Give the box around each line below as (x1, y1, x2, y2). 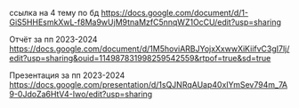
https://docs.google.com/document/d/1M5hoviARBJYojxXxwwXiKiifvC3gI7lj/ (9, 43, 290, 54)
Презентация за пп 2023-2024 (9, 70, 125, 81)
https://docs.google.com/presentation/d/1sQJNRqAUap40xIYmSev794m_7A (9, 80, 287, 89)
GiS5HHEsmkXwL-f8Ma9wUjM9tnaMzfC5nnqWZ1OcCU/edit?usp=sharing (9, 17, 282, 27)
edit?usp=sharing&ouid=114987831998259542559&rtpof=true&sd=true (9, 53, 271, 63)
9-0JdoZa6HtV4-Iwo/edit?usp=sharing (9, 89, 153, 99)
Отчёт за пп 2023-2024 (9, 35, 98, 44)
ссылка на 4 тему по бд (9, 8, 100, 18)
